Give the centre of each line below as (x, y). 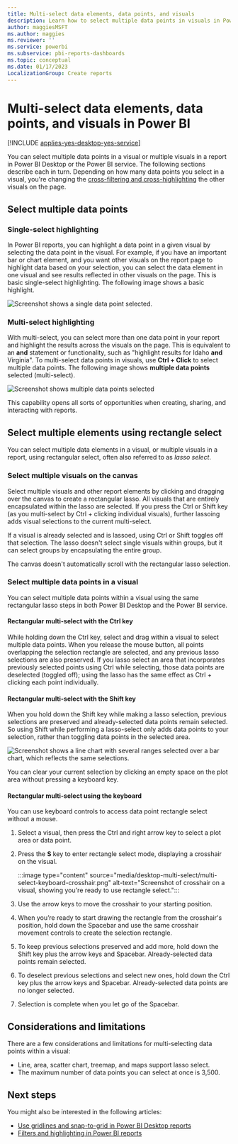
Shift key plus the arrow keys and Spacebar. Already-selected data (115, 954)
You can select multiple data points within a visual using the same (103, 597)
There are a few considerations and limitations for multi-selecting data (110, 1044)
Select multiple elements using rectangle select (115, 432)
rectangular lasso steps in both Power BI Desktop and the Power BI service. (118, 605)
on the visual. (37, 862)
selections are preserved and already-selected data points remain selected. (118, 722)
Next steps (32, 1095)
